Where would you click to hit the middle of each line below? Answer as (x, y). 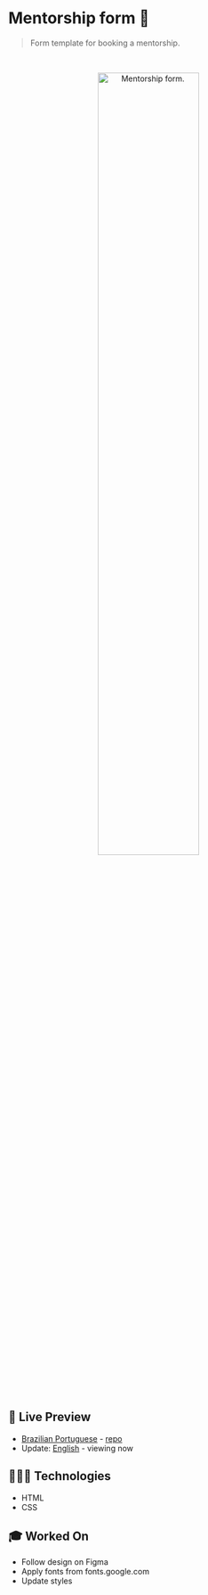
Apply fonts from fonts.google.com (85, 1572)
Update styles (47, 1581)
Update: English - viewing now (77, 1448)
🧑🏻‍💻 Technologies (60, 1476)
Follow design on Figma (64, 1562)
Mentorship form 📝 (79, 18)
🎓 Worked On (49, 1536)
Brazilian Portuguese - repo (72, 1438)
